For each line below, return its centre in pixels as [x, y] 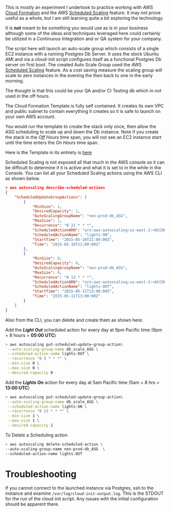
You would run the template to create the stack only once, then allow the [81, 126]
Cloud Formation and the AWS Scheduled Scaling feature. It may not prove [83, 13]
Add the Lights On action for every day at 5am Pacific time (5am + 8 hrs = [82, 382]
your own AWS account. [30, 117]
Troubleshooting [41, 474]
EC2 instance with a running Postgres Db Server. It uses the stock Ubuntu [82, 54]
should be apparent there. [32, 504]
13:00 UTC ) [17, 388]
